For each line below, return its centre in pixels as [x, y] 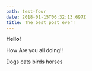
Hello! [14, 39]
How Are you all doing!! [35, 50]
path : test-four [26, 11]
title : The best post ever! [41, 22]
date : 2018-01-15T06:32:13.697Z [46, 17]
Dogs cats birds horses [34, 62]
